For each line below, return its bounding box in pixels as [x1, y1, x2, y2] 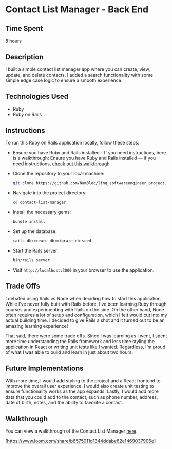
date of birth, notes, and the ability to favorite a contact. [5, 400, 123, 406]
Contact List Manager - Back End [5, 4, 149, 15]
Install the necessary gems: [12, 209, 71, 215]
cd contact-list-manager [12, 200, 66, 205]
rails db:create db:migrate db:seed [12, 238, 91, 244]
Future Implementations [5, 364, 84, 373]
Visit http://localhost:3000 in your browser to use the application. [12, 266, 155, 273]
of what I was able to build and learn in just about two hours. [5, 349, 133, 355]
